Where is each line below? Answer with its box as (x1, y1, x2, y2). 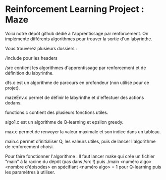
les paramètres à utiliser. (5, 169, 55, 175)
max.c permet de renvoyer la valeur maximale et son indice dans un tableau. (5, 128, 161, 135)
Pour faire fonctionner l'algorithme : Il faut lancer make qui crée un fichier (5, 153, 155, 159)
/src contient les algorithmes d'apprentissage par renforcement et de (5, 65, 146, 71)
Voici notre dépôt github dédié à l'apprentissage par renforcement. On (5, 30, 149, 36)
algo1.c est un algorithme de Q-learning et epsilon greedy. (5, 119, 124, 125)
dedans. (5, 99, 22, 105)
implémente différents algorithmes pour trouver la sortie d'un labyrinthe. (5, 36, 153, 42)
